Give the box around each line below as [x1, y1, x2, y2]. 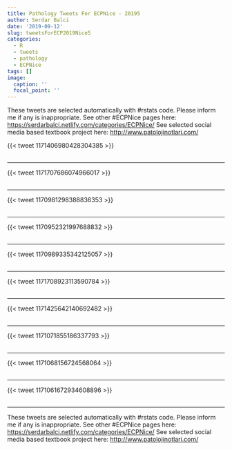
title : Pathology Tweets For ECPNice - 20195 [7, 10, 140, 17]
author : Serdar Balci [7, 17, 70, 23]
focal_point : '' [13, 87, 60, 94]
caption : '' [13, 81, 48, 88]
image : [7, 74, 26, 81]
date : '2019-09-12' [7, 23, 64, 30]
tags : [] [7, 68, 32, 75]
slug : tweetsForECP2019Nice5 [7, 29, 91, 37]
